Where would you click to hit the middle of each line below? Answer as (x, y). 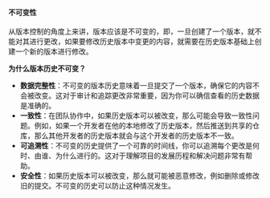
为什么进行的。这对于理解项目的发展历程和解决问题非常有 (150, 156)
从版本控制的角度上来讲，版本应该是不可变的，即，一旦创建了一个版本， (128, 31)
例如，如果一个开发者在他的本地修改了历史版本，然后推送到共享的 (143, 126)
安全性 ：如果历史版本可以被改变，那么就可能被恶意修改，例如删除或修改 (139, 176)
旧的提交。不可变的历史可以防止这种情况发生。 (97, 186)
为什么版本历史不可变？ (47, 69)
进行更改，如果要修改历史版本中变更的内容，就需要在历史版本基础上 (142, 42)
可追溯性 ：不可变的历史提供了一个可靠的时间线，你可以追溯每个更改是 (136, 146)
